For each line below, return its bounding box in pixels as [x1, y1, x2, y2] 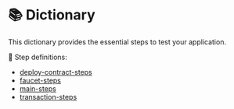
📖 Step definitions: [8, 52, 68, 62]
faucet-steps [19, 76, 61, 85]
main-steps [19, 83, 56, 93]
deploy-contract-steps [19, 67, 92, 76]
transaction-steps [19, 92, 77, 101]
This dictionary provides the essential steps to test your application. [8, 37, 227, 47]
